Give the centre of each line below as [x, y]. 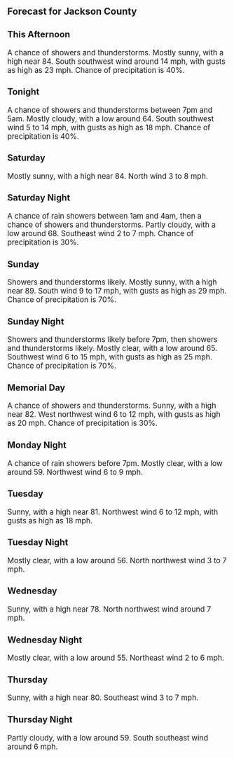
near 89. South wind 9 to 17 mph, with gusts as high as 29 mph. [117, 291]
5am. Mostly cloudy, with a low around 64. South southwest [111, 118]
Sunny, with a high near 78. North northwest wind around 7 [109, 609]
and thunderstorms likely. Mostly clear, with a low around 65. [112, 348]
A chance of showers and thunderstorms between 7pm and [110, 110]
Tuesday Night [38, 543]
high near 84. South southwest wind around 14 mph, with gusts [116, 61]
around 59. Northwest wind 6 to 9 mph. [75, 472]
